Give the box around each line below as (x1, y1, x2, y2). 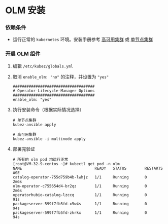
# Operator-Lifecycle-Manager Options (12, 88, 95, 93)
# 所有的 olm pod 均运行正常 (12, 157, 69, 162)
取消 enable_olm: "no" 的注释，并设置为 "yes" (12, 73, 109, 80)
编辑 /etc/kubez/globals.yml (12, 63, 74, 69)
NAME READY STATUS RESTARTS (12, 166, 163, 171)
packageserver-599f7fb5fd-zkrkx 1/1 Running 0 (12, 210, 147, 215)
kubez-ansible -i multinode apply (12, 136, 86, 141)
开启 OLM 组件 (5, 50, 41, 57)
